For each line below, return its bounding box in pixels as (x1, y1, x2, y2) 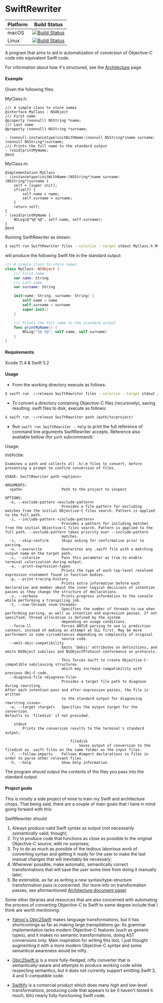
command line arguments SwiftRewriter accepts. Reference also (12, 429, 141, 435)
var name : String (14, 276, 49, 281)
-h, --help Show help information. (9, 760, 110, 765)
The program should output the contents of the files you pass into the (5, 769, 144, 775)
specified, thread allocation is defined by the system (5, 615, 120, 620)
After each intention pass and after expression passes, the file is (5, 688, 149, 693)
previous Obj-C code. (5, 671, 49, 676)
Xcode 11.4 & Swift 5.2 (5, 360, 49, 366)
